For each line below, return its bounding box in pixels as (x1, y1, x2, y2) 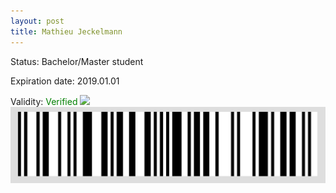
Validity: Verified (10, 95, 78, 107)
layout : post (10, 16, 65, 26)
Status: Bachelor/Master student (10, 55, 144, 67)
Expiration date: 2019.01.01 (10, 75, 120, 87)
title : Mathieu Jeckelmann (10, 26, 123, 37)
